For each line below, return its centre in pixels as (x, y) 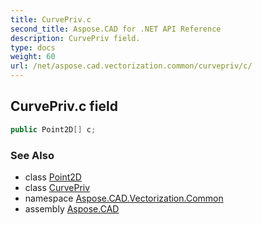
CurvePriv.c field (64, 106)
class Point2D (53, 177)
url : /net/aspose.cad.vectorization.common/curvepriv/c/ (131, 66)
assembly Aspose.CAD (72, 208)
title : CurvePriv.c (51, 19)
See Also (32, 155)
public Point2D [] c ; (53, 129)
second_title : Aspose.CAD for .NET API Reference (116, 29)
